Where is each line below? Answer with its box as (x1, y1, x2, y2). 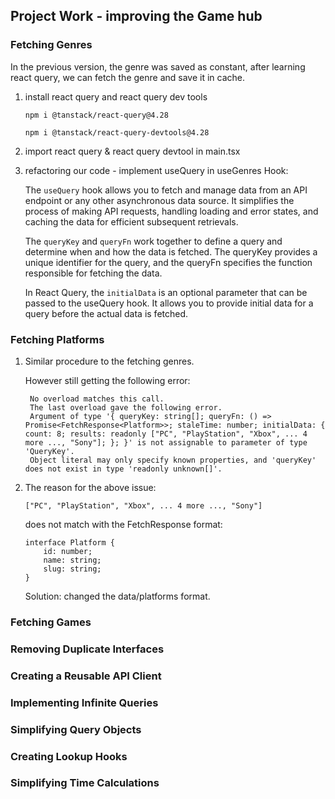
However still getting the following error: (24, 374, 191, 386)
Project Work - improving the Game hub (10, 8, 263, 25)
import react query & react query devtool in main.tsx (24, 145, 241, 157)
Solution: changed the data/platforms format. (24, 590, 211, 602)
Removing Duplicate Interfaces (10, 642, 165, 656)
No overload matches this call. (29, 394, 165, 404)
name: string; (43, 555, 102, 565)
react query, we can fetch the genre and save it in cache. (10, 71, 246, 83)
